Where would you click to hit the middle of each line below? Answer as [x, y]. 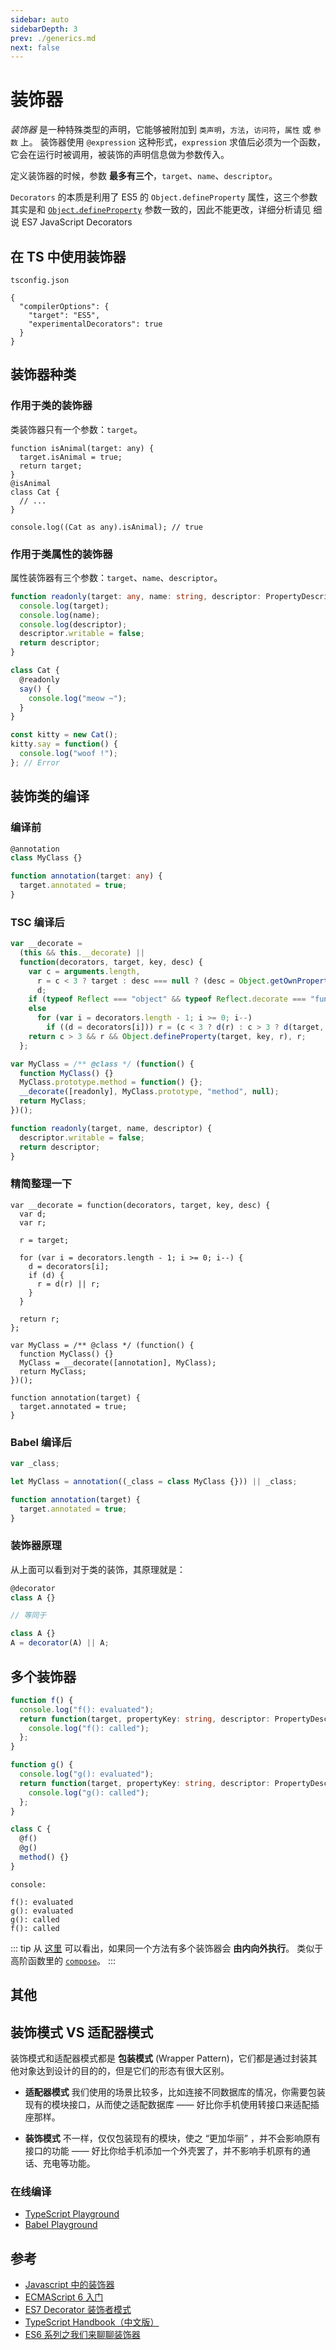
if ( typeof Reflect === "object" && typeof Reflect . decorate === [167, 999]
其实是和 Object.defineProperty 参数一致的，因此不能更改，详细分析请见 [161, 210]
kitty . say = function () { [64, 744]
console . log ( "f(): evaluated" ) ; [87, 1709]
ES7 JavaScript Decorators [77, 222]
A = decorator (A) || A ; [60, 1643]
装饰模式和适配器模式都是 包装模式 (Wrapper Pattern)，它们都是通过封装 [159, 2058]
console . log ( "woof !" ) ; [68, 754]
